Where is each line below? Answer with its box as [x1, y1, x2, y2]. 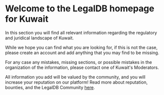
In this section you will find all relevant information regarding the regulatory [5, 30, 158, 35]
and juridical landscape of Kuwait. [5, 35, 74, 41]
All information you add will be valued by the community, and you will [5, 74, 146, 80]
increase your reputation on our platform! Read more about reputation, [5, 79, 148, 85]
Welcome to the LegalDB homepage [5, 3, 155, 14]
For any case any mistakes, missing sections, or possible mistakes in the [5, 59, 152, 65]
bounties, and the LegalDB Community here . [5, 84, 95, 90]
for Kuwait [5, 13, 49, 25]
